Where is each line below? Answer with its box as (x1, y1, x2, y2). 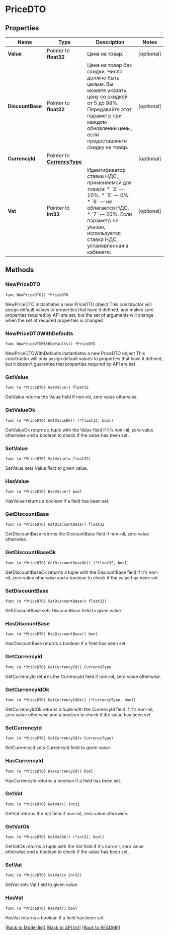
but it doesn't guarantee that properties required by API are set (5, 361, 136, 367)
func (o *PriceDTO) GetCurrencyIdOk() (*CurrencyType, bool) (5, 697, 136, 703)
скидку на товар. (87, 144, 129, 151)
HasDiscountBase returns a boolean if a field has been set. (5, 641, 127, 647)
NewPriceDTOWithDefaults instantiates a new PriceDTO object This (5, 350, 145, 356)
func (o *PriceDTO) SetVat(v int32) (5, 873, 82, 878)
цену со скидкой (87, 93, 128, 100)
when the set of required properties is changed (5, 317, 103, 323)
